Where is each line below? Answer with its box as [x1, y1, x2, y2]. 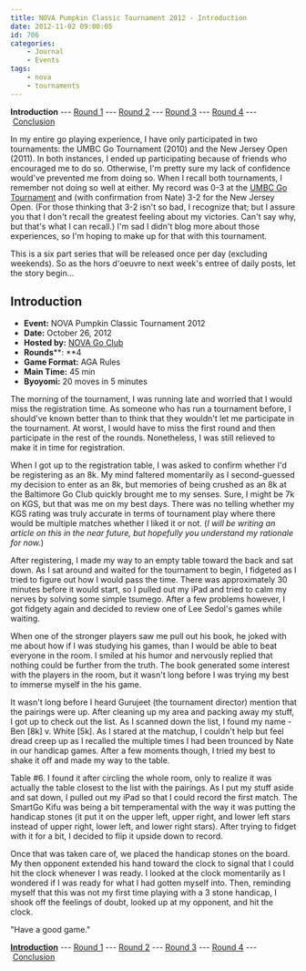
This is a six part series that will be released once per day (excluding [10, 248, 268, 259]
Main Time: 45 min [23, 367, 96, 377]
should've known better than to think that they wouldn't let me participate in [10, 413, 295, 424]
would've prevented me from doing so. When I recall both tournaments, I [10, 172, 283, 183]
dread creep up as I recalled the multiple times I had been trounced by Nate [10, 736, 294, 747]
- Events [26, 56, 60, 65]
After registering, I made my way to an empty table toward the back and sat [10, 555, 294, 566]
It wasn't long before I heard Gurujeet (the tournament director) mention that [10, 697, 297, 708]
